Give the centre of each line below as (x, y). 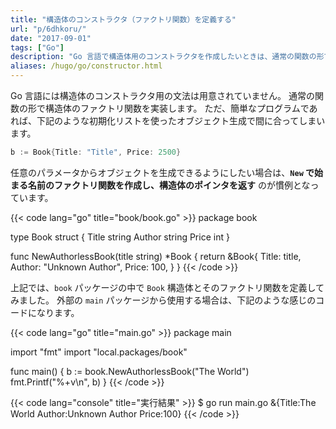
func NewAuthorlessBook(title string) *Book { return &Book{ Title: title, (156, 256)
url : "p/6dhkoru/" (48, 29)
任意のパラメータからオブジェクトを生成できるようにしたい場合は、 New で (162, 172)
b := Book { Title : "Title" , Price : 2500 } (96, 152)
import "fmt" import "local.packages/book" (99, 352)
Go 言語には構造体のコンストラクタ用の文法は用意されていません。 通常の (163, 95)
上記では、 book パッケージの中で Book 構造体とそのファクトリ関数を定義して (167, 287)
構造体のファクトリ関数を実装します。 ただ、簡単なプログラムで (177, 108)
